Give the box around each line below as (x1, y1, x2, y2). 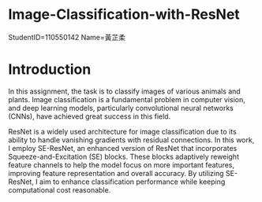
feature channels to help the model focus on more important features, (8, 160, 235, 170)
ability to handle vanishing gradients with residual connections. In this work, (8, 135, 255, 145)
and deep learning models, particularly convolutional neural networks (8, 103, 234, 112)
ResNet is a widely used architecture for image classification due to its (8, 127, 237, 136)
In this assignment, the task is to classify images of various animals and (8, 86, 241, 96)
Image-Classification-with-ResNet (8, 6, 241, 24)
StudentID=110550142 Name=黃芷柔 (8, 32, 126, 42)
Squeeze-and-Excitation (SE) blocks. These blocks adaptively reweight (8, 152, 239, 161)
